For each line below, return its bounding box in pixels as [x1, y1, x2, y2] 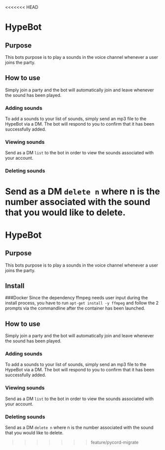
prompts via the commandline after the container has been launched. [5, 305, 145, 311]
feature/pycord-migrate [91, 440, 139, 446]
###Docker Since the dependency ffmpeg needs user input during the [5, 295, 148, 301]
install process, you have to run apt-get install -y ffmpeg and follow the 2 [5, 300, 159, 306]
